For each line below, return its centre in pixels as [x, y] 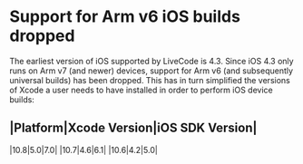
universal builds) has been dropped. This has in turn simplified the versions [150, 80]
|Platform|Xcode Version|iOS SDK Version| [133, 128]
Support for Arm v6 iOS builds [125, 17]
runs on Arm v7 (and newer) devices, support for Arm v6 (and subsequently [151, 71]
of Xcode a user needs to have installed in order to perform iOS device [142, 90]
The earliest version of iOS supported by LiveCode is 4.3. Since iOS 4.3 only [151, 61]
